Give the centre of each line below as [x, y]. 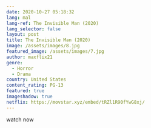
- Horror [23, 68]
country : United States [36, 79]
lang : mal [19, 18]
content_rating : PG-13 [35, 86]
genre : [15, 62]
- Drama [22, 74]
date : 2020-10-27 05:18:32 [40, 12]
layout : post [23, 35]
